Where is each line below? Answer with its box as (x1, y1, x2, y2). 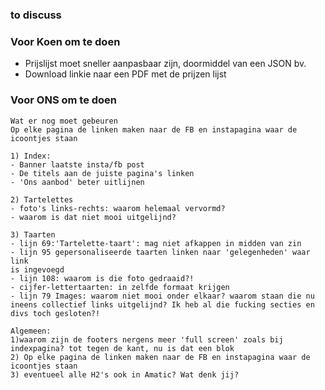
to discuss (10, 8, 62, 22)
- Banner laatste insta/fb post (10, 159, 145, 170)
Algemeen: (10, 326, 52, 336)
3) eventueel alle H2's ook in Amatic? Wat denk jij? (10, 369, 240, 380)
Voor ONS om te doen (10, 93, 118, 107)
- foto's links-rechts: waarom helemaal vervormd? (10, 203, 226, 213)
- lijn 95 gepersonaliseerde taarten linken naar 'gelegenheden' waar (10, 247, 311, 257)
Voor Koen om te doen (10, 34, 121, 48)
